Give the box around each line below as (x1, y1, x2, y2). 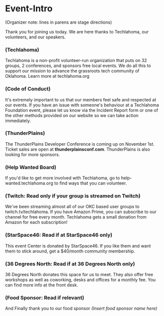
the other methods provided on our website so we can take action (5, 112, 139, 118)
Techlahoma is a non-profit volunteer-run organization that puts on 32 (5, 58, 147, 63)
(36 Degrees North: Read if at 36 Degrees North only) (5, 260, 135, 267)
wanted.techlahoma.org (5, 180, 53, 186)
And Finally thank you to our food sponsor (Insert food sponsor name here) (5, 306, 158, 312)
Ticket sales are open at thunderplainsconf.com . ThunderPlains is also (5, 146, 150, 152)
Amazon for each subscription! (5, 220, 68, 225)
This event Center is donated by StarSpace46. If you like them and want (5, 243, 151, 249)
